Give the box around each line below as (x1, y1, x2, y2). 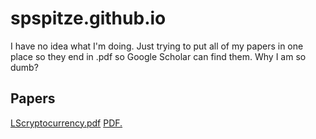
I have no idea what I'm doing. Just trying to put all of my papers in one (10, 40, 304, 52)
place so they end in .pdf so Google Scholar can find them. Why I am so (10, 50, 307, 62)
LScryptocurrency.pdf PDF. (10, 117, 123, 129)
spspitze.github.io (10, 7, 167, 30)
